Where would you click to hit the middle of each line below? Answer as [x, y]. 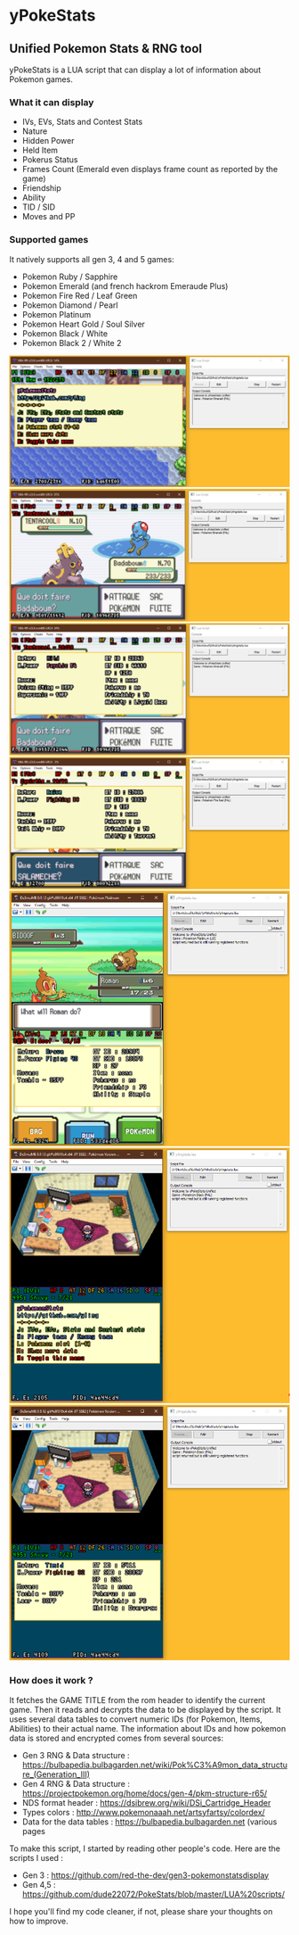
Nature [35, 131]
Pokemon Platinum [57, 314]
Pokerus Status [50, 160]
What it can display [52, 102]
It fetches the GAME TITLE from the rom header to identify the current [137, 1699]
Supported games [49, 240]
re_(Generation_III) [56, 1774]
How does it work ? [51, 1681]
